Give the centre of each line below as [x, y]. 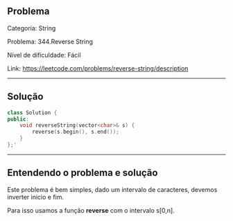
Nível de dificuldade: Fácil [44, 55]
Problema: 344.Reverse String [50, 42]
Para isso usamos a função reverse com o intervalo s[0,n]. [91, 210]
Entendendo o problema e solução [83, 173]
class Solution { [32, 113]
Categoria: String [32, 28]
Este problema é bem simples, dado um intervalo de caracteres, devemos [112, 189]
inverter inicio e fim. [36, 197]
